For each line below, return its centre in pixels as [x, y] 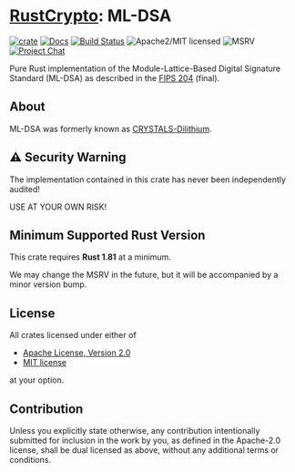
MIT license [44, 363]
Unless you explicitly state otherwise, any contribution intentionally [135, 431]
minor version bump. [48, 284]
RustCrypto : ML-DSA [91, 16]
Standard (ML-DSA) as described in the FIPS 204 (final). [115, 77]
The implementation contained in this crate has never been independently [148, 180]
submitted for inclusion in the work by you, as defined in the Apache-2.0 [145, 440]
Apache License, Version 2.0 [76, 353]
